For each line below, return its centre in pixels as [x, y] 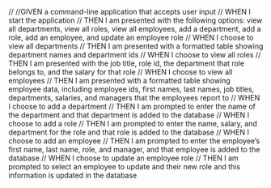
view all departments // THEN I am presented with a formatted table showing [136, 46]
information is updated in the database [73, 175]
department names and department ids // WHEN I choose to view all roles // [135, 55]
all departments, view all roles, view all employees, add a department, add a [135, 29]
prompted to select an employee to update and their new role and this [125, 167]
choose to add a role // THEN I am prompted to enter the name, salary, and [133, 124]
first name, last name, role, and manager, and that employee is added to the [134, 150]
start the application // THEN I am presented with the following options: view [135, 20]
